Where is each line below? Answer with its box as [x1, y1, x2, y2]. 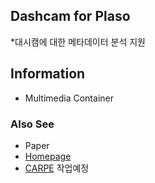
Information [10, 65, 86, 83]
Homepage [24, 150, 72, 162]
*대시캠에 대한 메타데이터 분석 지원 [10, 35, 146, 48]
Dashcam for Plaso [10, 8, 131, 25]
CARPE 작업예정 [24, 162, 90, 174]
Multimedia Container [24, 92, 114, 104]
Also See [10, 117, 55, 131]
